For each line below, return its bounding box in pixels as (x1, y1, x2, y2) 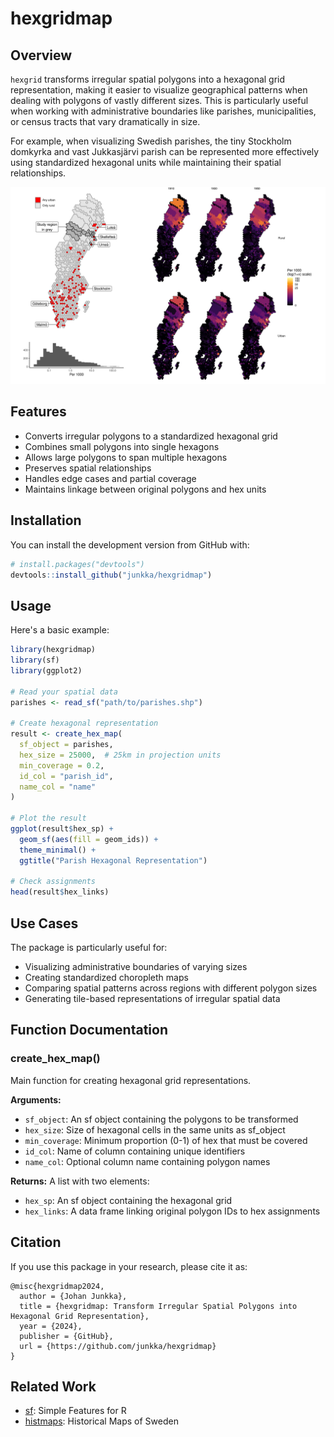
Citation (10, 1234, 62, 1251)
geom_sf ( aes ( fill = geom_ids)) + (19, 834, 159, 844)
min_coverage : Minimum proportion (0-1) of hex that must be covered (24, 1134, 308, 1146)
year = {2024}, (19, 1321, 83, 1331)
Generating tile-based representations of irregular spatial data (24, 993, 281, 1004)
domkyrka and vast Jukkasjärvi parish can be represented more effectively (10, 146, 320, 157)
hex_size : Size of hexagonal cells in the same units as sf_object (24, 1123, 286, 1136)
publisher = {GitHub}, (19, 1331, 114, 1341)
